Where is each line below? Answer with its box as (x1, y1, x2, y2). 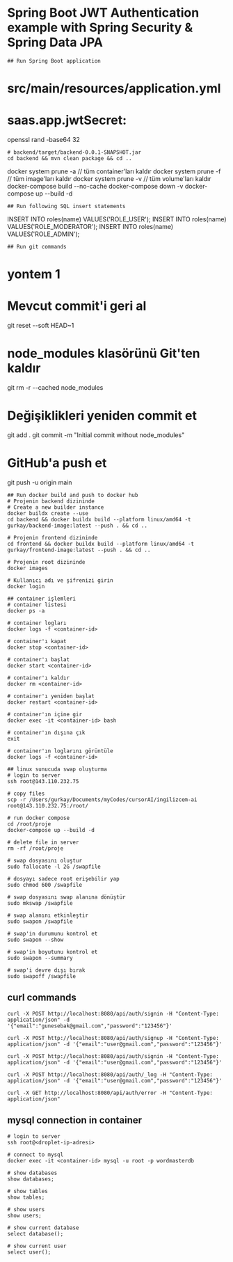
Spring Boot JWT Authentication (7, 5, 200, 21)
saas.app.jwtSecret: (7, 113, 127, 128)
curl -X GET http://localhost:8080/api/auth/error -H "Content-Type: (7, 1089, 214, 1096)
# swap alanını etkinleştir (7, 912, 89, 919)
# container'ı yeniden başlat (7, 693, 95, 700)
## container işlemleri (7, 595, 77, 602)
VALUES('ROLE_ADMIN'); (7, 230, 80, 238)
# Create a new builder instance (7, 504, 104, 511)
